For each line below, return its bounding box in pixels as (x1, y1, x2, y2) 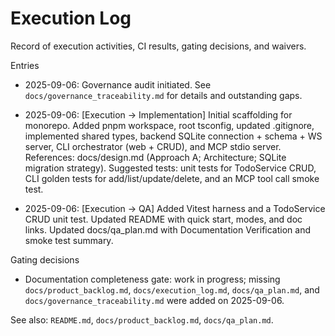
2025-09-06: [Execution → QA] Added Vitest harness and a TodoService (24, 202, 326, 214)
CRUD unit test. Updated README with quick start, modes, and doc (24, 213, 303, 225)
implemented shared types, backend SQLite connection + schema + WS (24, 130, 323, 142)
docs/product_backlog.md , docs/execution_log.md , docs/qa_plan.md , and (24, 283, 320, 296)
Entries (10, 59, 40, 71)
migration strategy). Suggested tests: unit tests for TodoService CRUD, (24, 162, 317, 174)
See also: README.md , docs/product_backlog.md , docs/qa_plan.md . (10, 313, 274, 326)
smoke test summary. (24, 234, 114, 246)
